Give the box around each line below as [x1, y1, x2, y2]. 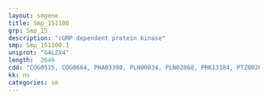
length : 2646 [8, 57, 56, 65]
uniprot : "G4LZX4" [8, 49, 69, 57]
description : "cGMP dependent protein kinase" [8, 34, 166, 42]
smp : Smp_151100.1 [8, 42, 69, 49]
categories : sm [8, 78, 59, 86]
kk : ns [8, 71, 30, 79]
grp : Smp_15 [8, 26, 48, 34]
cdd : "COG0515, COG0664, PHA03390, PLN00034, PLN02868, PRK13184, [8, 64, 234, 72]
